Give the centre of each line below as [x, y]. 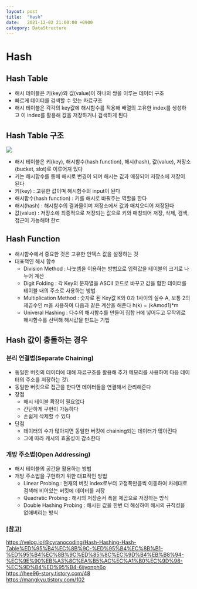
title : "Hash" [25, 17]
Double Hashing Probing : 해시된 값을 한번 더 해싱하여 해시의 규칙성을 [104, 505]
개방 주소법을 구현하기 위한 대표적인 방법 [61, 476]
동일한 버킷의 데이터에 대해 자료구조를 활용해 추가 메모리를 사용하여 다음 [97, 372]
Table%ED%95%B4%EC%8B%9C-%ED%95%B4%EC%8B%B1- [84, 549]
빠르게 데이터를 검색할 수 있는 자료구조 [58, 101]
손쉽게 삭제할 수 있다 [47, 416]
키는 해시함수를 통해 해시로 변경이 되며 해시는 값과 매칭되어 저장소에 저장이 [100, 176]
